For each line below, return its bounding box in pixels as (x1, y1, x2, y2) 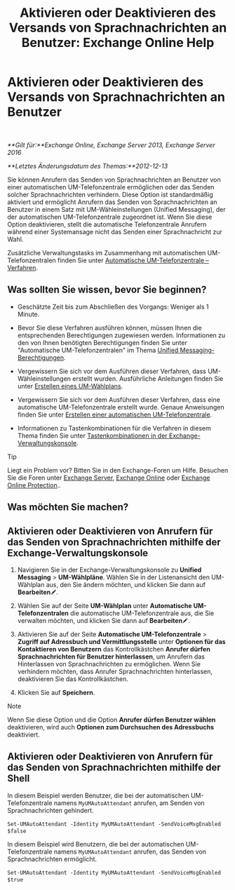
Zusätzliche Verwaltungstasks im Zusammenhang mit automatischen (7, 248, 206, 257)
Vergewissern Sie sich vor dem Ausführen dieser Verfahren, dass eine (17, 395, 221, 404)
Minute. (17, 310, 40, 318)
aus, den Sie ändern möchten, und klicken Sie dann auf (46, 580, 206, 588)
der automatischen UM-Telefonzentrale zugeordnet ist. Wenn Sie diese (7, 213, 213, 221)
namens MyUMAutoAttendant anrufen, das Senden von (53, 847, 207, 856)
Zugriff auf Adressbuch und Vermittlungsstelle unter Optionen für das (17, 637, 226, 646)
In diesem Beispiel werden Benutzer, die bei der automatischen (7, 791, 189, 800)
